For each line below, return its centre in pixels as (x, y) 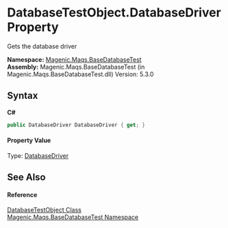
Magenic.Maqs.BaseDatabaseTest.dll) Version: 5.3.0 (80, 74)
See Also (26, 178)
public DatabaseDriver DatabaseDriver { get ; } (76, 125)
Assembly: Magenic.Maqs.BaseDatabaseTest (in (76, 67)
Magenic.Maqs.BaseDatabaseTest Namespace (73, 217)
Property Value (29, 140)
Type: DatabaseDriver (38, 155)
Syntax (23, 96)
